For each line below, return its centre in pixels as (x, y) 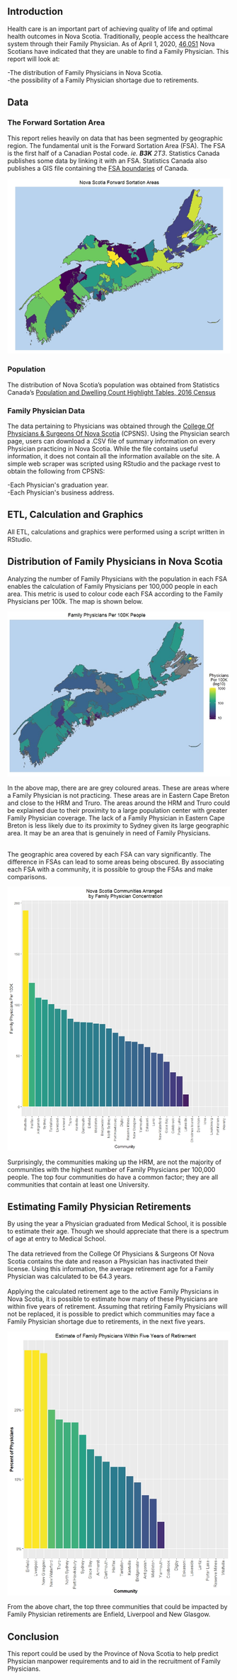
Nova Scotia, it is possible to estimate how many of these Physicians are (112, 1299)
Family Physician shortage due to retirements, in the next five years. (106, 1321)
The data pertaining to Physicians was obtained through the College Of (111, 426)
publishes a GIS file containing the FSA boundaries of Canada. (98, 168)
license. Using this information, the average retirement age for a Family (111, 1269)
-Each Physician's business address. (61, 492)
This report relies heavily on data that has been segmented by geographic (115, 138)
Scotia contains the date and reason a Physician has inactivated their (108, 1261)
